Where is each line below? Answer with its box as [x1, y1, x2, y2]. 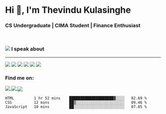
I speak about [11, 45, 44, 52]
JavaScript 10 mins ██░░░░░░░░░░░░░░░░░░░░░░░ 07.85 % [5, 105, 147, 110]
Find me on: [5, 74, 34, 81]
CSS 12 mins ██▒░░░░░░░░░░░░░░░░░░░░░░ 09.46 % [5, 100, 147, 105]
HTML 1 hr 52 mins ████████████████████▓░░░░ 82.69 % [5, 96, 147, 101]
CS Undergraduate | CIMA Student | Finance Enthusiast [5, 22, 141, 29]
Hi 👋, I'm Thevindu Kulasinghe [5, 4, 131, 16]
